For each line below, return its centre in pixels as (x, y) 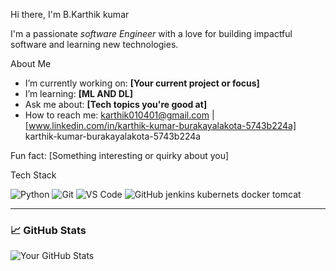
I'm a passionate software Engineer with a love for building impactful (151, 33)
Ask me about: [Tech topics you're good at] (116, 104)
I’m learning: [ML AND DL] (79, 93)
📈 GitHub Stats (48, 230)
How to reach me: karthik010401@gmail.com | (119, 115)
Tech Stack (33, 175)
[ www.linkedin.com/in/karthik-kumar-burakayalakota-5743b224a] (160, 125)
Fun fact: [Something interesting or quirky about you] (120, 155)
